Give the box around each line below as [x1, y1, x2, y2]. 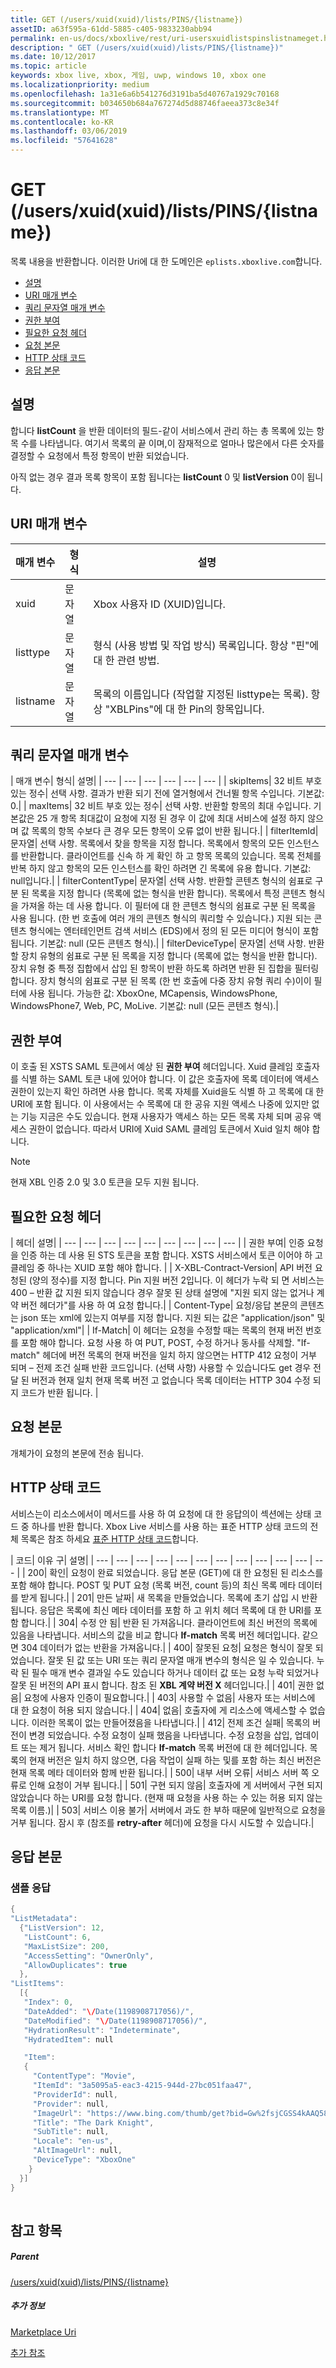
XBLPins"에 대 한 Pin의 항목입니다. [109, 702, 265, 716]
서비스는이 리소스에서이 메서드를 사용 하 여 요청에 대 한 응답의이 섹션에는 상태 [10, 1507, 312, 1520]
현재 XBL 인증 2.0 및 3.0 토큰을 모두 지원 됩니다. [10, 1176, 200, 1188]
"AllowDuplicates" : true [23, 1960, 128, 1970]
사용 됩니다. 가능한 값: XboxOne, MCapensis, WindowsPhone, [28, 987, 278, 1000]
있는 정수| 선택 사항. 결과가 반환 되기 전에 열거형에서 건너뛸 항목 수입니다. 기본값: [10, 787, 325, 800]
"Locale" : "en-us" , [32, 2136, 114, 2146]
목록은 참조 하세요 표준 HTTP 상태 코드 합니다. [20, 1532, 199, 1545]
